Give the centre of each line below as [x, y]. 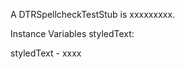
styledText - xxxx [46, 53]
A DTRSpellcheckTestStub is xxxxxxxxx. [93, 14]
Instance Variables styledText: [72, 33]
